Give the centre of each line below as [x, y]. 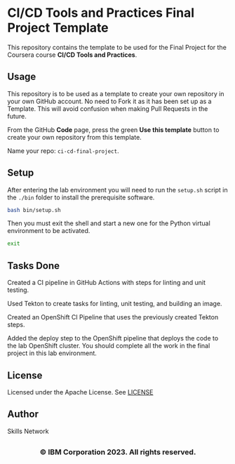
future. [17, 116]
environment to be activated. [49, 231]
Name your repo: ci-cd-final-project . [63, 151]
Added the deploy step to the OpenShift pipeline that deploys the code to [113, 338]
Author [23, 415]
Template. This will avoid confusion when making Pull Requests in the [108, 108]
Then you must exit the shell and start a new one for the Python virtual [109, 223]
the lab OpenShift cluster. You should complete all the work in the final [109, 346]
